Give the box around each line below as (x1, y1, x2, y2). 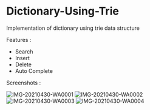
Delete (15, 61, 32, 68)
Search (15, 47, 33, 55)
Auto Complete (15, 67, 53, 74)
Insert (15, 54, 30, 61)
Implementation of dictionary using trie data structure (6, 24, 140, 32)
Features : (6, 36, 32, 43)
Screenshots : (6, 79, 41, 86)
